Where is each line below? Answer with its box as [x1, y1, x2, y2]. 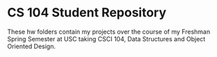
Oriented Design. [7, 42, 56, 50]
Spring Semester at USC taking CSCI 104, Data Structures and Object [7, 34, 206, 43]
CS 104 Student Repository [7, 5, 167, 21]
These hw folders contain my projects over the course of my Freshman [7, 27, 211, 36]
